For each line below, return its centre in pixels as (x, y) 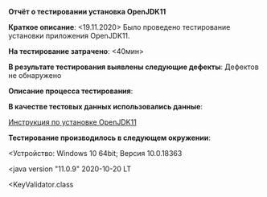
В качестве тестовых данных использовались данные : (106, 107)
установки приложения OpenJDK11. (69, 36)
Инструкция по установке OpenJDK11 (72, 122)
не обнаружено (35, 75)
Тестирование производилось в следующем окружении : (109, 137)
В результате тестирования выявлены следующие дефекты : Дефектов (133, 67)
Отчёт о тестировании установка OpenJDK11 (87, 12)
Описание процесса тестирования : (71, 91)
